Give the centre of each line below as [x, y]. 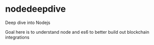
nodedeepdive [35, 9]
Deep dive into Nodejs [28, 22]
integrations [17, 37]
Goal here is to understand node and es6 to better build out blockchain [77, 32]
